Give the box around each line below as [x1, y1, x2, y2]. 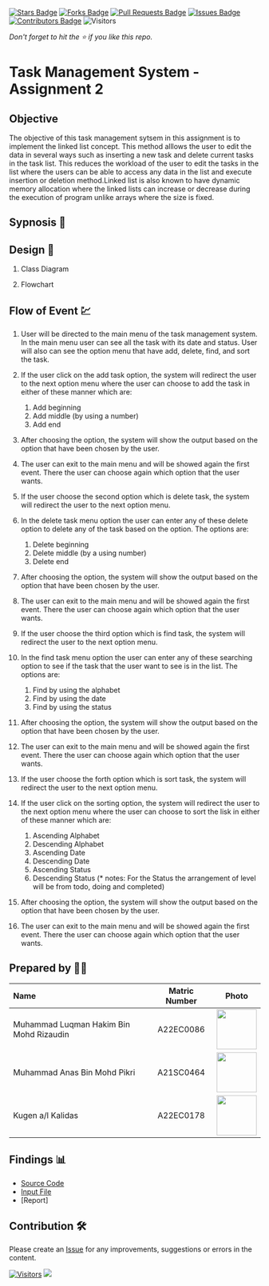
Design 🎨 [9, 242, 55, 256]
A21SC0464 [157, 1067, 206, 1078]
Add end [32, 420, 61, 430]
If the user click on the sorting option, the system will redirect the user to [20, 799, 260, 808]
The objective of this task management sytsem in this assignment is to [9, 133, 240, 142]
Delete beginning [32, 540, 89, 550]
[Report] [20, 1195, 49, 1204]
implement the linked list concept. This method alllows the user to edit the [9, 142, 252, 151]
